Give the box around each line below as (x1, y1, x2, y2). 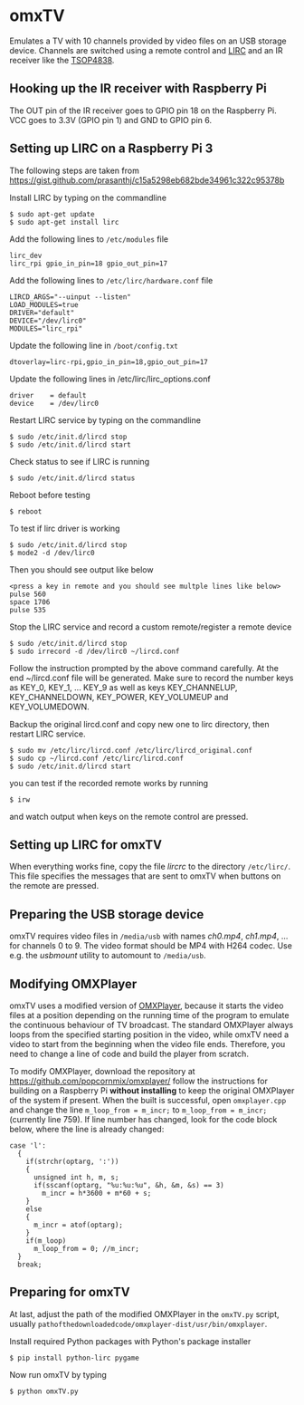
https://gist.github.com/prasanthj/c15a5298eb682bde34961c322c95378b (9, 174, 285, 186)
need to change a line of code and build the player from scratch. (9, 1048, 249, 1059)
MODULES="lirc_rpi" (9, 323, 83, 333)
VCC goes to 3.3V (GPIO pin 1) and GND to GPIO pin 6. (9, 114, 213, 125)
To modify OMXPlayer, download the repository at (9, 1066, 196, 1076)
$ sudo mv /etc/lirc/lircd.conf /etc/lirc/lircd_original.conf (9, 746, 253, 755)
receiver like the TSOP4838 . (9, 54, 115, 65)
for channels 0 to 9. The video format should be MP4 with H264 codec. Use (9, 940, 292, 951)
